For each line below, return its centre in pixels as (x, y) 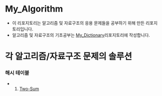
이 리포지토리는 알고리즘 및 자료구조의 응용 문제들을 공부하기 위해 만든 (78, 23)
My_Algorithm (34, 9)
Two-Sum (29, 89)
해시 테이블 (17, 73)
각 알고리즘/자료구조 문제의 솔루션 (69, 56)
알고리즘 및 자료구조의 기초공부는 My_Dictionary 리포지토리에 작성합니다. (81, 35)
